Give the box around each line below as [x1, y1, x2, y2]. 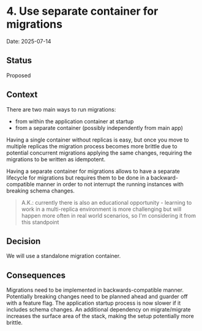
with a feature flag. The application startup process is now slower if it [6, 299, 181, 307]
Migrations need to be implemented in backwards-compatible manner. [6, 286, 184, 294]
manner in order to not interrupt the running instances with [36, 180, 184, 188]
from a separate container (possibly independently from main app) [15, 124, 184, 131]
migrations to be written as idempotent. [6, 155, 106, 163]
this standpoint [21, 218, 59, 226]
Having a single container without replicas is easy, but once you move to [6, 136, 189, 143]
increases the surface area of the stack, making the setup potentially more [6, 313, 194, 320]
